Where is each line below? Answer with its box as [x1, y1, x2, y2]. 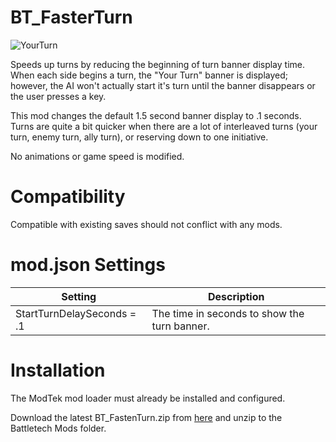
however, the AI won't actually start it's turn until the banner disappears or [10, 79, 316, 91]
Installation [10, 359, 106, 381]
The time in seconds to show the [151, 306, 305, 320]
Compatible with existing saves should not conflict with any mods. [10, 218, 283, 230]
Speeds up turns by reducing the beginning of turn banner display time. [10, 58, 306, 70]
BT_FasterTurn [10, 6, 133, 29]
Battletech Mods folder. [10, 422, 107, 434]
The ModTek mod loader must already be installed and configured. [10, 392, 286, 404]
